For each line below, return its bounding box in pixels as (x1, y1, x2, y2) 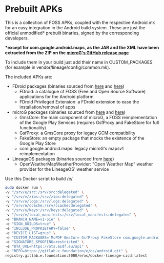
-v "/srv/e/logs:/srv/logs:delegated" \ (5, 199, 89, 203)
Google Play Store (19, 140, 56, 146)
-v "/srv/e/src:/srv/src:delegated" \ (5, 189, 84, 195)
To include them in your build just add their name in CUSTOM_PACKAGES (5, 59, 153, 65)
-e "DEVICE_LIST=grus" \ (5, 230, 56, 235)
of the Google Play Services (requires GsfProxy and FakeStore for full (19, 120, 159, 125)
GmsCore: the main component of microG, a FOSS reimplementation (19, 114, 157, 120)
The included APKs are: (5, 74, 53, 80)
